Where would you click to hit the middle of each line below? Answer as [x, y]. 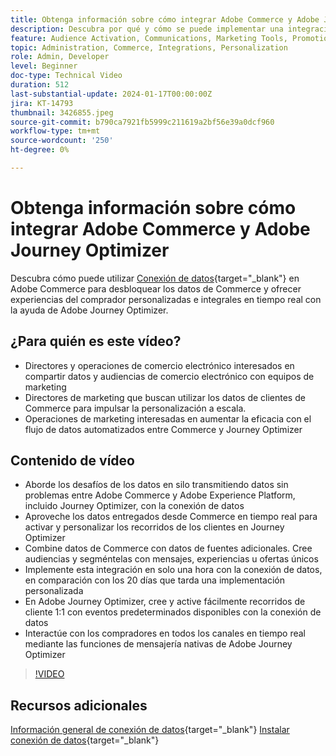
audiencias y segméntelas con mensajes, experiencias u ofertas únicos [171, 559]
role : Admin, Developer [60, 57]
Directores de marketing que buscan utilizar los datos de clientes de [165, 397]
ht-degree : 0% [40, 150]
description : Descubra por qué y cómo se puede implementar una [147, 29]
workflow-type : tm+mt [55, 131]
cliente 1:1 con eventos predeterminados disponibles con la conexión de [173, 612]
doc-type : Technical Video [66, 76]
